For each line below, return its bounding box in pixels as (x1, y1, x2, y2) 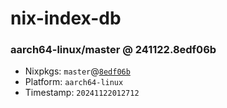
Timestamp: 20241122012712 (24, 87, 140, 99)
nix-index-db (10, 7, 122, 30)
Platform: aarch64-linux (24, 76, 124, 88)
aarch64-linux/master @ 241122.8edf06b (10, 43, 217, 57)
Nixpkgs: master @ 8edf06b (24, 65, 131, 77)
